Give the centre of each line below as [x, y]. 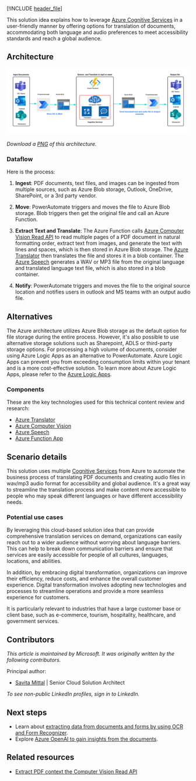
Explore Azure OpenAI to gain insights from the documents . [86, 739]
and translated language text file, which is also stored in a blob [90, 268]
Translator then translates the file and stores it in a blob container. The [99, 256]
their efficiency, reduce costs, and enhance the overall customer [84, 579]
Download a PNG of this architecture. [52, 144]
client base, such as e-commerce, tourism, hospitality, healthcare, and [91, 615]
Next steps [27, 712]
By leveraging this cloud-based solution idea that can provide [80, 530]
